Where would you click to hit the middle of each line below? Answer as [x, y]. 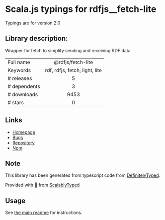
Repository [23, 143]
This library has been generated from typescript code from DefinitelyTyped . [83, 175]
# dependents [24, 86]
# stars [16, 102]
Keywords [19, 70]
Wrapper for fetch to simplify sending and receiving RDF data [68, 50]
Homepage [24, 132]
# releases [20, 78]
